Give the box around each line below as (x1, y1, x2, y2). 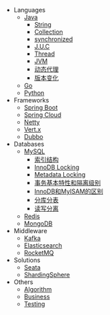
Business (23, 292, 50, 301)
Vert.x (23, 125, 41, 133)
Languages (13, 6, 46, 14)
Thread (34, 50, 55, 58)
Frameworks (13, 96, 49, 104)
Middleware (13, 227, 47, 235)
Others (13, 278, 34, 286)
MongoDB (23, 219, 53, 228)
